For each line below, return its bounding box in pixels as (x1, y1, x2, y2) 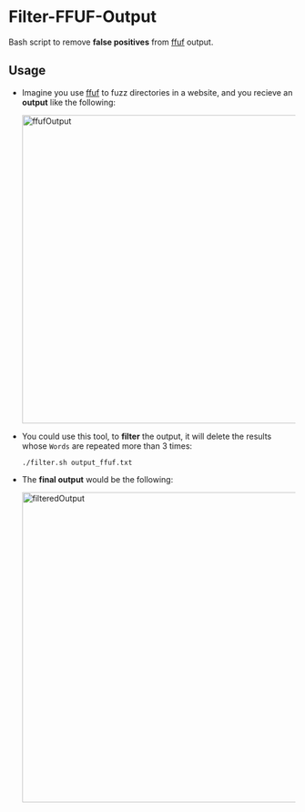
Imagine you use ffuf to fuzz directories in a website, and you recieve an (21, 86, 293, 97)
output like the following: (21, 96, 116, 107)
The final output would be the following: (21, 473, 174, 484)
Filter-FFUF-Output (8, 6, 157, 27)
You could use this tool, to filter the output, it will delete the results (21, 431, 272, 442)
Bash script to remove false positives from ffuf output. (8, 36, 214, 47)
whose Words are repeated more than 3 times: (21, 440, 193, 452)
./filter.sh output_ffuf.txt (21, 458, 133, 467)
